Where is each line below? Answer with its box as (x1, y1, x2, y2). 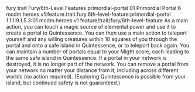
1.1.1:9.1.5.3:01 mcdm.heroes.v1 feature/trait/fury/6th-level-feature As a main (6, 17, 189, 24)
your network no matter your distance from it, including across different (6, 67, 179, 74)
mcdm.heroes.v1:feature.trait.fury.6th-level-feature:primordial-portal (6, 11, 171, 18)
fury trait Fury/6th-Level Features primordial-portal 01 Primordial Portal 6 (6, 5, 182, 11)
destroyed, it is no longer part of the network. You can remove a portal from (6, 60, 189, 67)
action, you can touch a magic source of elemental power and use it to (6, 23, 176, 30)
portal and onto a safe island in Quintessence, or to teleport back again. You (6, 42, 190, 49)
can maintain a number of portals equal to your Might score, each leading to (6, 48, 190, 55)
